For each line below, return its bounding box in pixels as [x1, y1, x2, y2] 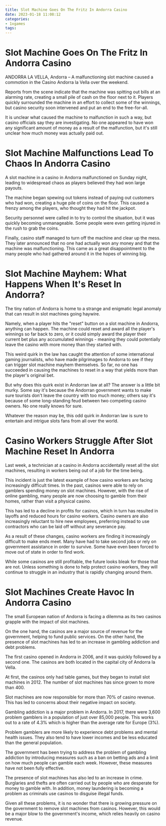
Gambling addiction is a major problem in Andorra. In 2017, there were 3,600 [5, 709, 161, 715]
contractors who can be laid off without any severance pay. [5, 523, 126, 529]
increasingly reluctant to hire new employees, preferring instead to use [5, 518, 150, 524]
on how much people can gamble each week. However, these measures [5, 760, 152, 765]
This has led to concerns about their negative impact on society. [5, 699, 136, 705]
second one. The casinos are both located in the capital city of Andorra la [5, 659, 155, 665]
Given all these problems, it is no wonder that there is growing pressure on [5, 800, 157, 806]
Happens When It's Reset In [5, 279, 122, 290]
